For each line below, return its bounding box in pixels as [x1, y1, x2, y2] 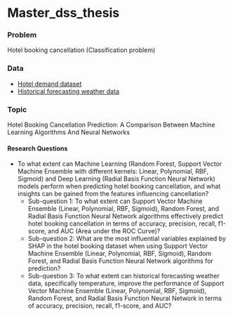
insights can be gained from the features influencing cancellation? [17, 190, 209, 198]
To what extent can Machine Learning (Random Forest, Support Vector [17, 160, 222, 168]
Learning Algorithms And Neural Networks [7, 128, 130, 136]
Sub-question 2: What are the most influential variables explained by [27, 234, 227, 243]
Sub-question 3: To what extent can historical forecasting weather [27, 272, 220, 280]
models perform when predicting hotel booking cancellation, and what [17, 182, 221, 190]
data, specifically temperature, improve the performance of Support [27, 279, 225, 287]
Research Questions [7, 144, 68, 153]
